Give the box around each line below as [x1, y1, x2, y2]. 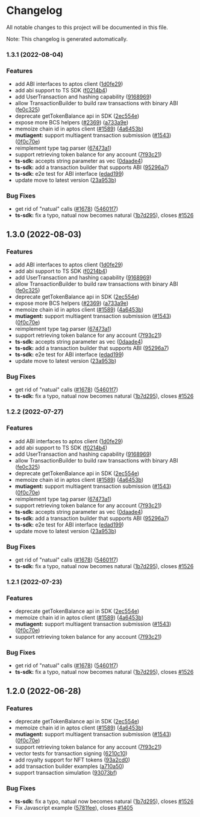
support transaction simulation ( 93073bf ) [14, 769, 117, 777]
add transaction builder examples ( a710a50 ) [14, 763, 125, 770]
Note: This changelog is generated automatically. [6, 35, 128, 42]
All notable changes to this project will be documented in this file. [6, 24, 169, 31]
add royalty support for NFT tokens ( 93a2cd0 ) [14, 756, 131, 764]
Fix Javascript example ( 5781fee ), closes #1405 [14, 804, 134, 812]
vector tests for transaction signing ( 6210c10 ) [14, 750, 128, 757]
